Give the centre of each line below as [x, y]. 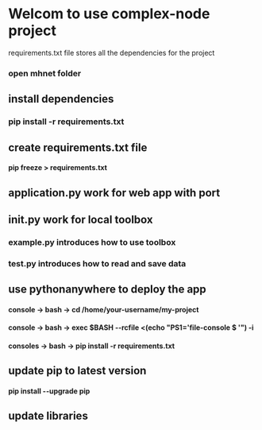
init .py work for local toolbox [81, 219]
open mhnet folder [45, 73]
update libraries [48, 416]
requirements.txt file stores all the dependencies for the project [112, 52]
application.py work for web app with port [114, 193]
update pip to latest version [77, 371]
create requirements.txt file [78, 147]
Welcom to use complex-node [109, 14]
